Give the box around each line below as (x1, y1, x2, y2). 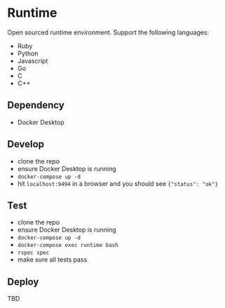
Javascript (17, 56, 48, 65)
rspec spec (17, 249, 50, 257)
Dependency (7, 100, 64, 112)
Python (17, 49, 39, 58)
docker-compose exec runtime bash (17, 242, 118, 249)
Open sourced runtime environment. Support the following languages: (7, 28, 209, 36)
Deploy (7, 276, 39, 288)
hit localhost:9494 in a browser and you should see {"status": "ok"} (17, 179, 219, 187)
